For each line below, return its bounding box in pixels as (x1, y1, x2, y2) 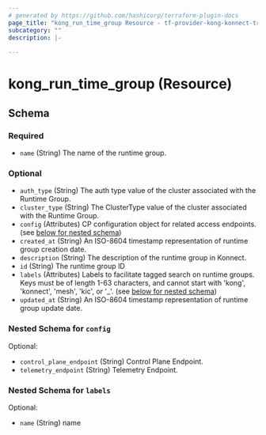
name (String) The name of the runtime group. (19, 148, 167, 157)
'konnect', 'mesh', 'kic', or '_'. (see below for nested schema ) (19, 286, 218, 297)
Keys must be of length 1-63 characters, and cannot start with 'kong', (19, 278, 246, 288)
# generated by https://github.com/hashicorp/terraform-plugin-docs (8, 11, 239, 20)
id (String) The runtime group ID (19, 262, 125, 271)
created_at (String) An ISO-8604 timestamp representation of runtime (19, 236, 249, 246)
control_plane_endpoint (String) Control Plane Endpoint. (19, 357, 203, 366)
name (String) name (19, 418, 82, 427)
